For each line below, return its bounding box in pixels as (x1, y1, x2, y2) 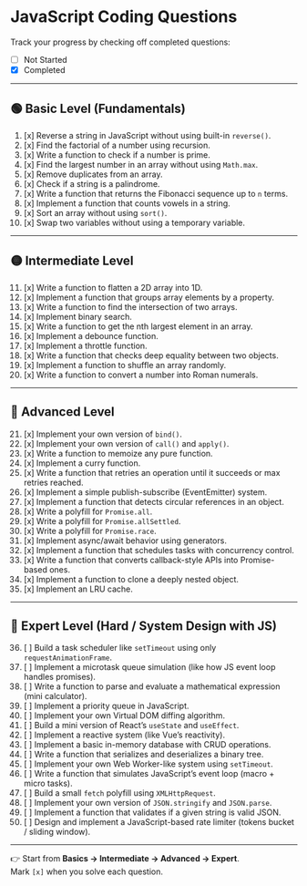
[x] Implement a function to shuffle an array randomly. (23, 359, 227, 370)
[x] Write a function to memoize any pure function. (23, 448, 213, 458)
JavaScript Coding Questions (10, 6, 238, 27)
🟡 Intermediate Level (10, 253, 134, 269)
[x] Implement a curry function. (23, 458, 141, 469)
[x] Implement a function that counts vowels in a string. (23, 198, 230, 209)
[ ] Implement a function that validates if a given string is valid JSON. (23, 807, 281, 818)
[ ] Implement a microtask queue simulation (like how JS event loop (23, 662, 276, 673)
